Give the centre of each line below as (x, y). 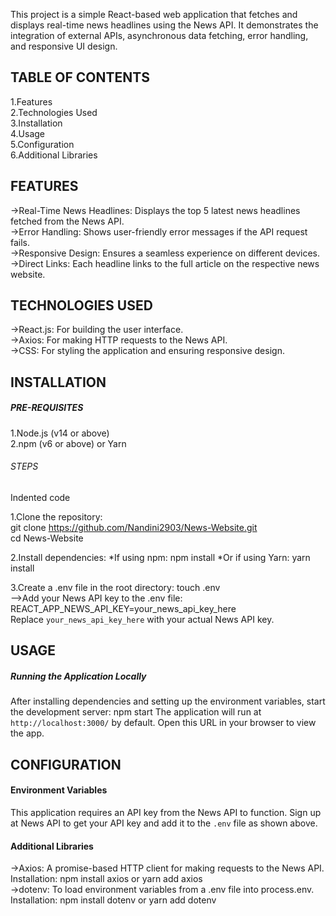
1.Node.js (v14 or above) (60, 433)
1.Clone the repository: (56, 517)
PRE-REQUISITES (47, 408)
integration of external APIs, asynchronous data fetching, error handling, (159, 35)
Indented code (40, 497)
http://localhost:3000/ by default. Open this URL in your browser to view (163, 723)
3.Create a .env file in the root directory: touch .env (115, 587)
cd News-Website (47, 538)
